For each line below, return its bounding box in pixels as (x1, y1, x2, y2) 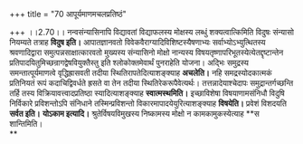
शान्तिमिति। (9, 119, 43, 129)
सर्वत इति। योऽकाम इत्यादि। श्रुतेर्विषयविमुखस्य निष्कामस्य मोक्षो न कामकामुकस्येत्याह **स (9, 109, 260, 119)
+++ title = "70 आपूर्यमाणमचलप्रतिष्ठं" (9, 9, 127, 19)
